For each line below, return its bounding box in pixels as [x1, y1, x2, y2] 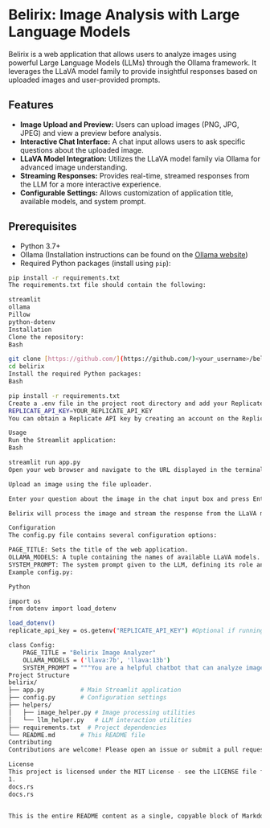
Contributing [8, 738, 52, 747]
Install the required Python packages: [8, 370, 142, 379]
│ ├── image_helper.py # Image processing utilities [8, 708, 196, 716]
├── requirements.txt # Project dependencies [8, 723, 167, 732]
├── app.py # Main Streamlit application [8, 686, 182, 695]
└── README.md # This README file [8, 731, 146, 739]
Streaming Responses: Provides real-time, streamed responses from [19, 170, 250, 180]
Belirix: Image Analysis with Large [8, 6, 240, 24]
